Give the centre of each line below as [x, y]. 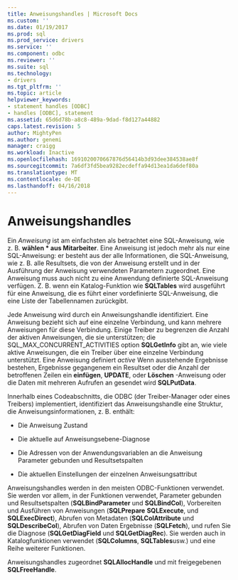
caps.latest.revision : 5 [44, 126]
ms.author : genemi [34, 139]
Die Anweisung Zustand [53, 425]
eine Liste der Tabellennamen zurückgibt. [68, 301]
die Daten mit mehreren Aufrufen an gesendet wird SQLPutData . [102, 383]
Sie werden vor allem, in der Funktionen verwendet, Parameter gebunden [114, 495]
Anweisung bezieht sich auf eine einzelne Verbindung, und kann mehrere [114, 322]
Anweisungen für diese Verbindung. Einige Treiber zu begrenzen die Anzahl [118, 330]
